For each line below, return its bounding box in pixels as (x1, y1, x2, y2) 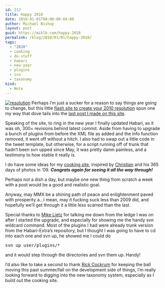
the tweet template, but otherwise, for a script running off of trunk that (5, 141, 149, 147)
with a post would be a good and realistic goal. (5, 181, 101, 187)
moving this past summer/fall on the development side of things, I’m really (5, 267, 156, 273)
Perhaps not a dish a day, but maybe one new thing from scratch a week (5, 176, 153, 182)
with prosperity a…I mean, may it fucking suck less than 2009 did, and (5, 196, 149, 202)
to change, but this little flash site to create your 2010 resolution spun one (5, 105, 155, 111)
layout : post (5, 26, 32, 31)
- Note (9, 86, 23, 91)
